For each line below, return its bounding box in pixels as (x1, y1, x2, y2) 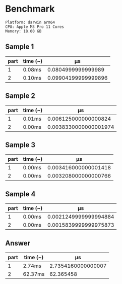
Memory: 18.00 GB (5, 28, 42, 33)
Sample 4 (5, 190, 36, 198)
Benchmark (5, 3, 55, 15)
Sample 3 (5, 140, 36, 149)
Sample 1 (5, 43, 34, 51)
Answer (5, 239, 31, 247)
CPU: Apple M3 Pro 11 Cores (5, 24, 65, 29)
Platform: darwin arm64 (5, 20, 55, 25)
